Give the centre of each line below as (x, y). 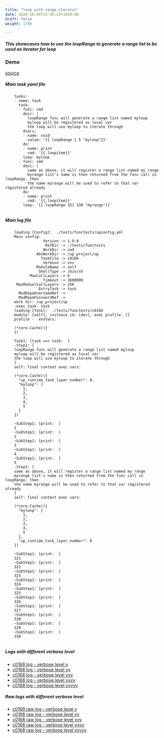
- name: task (28, 101)
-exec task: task (32, 306)
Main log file (18, 220)
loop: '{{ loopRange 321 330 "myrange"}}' (68, 205)
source (12, 73)
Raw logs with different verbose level (44, 697)
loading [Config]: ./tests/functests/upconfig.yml (69, 232)
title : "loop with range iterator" (42, 10)
